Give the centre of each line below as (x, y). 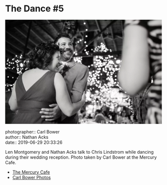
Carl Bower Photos (32, 177)
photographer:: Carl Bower (32, 131)
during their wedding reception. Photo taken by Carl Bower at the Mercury (81, 157)
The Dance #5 (35, 9)
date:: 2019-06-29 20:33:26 (34, 142)
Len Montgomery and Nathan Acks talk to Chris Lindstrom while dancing (80, 152)
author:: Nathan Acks (27, 137)
